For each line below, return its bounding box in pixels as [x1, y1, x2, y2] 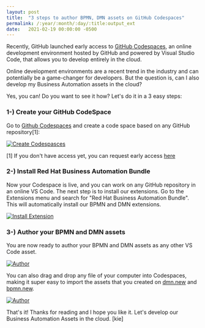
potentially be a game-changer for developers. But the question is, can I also [6, 74, 199, 81]
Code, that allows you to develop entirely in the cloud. [6, 56, 142, 63]
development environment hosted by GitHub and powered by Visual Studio [6, 50, 195, 57]
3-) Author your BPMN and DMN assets [6, 228, 125, 236]
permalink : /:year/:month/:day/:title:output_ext [6, 20, 136, 26]
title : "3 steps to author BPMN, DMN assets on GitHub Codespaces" [6, 15, 185, 21]
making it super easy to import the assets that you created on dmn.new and [6, 278, 197, 286]
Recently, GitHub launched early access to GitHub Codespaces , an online [6, 43, 192, 50]
